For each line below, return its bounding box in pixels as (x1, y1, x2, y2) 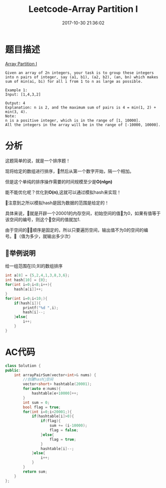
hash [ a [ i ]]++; (14, 287, 43, 292)
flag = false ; (49, 428, 79, 433)
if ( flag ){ (40, 419, 61, 424)
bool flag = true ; (23, 405, 61, 410)
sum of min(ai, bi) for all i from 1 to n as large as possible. (5, 79, 143, 84)
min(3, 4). (5, 109, 28, 114)
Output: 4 (5, 101, 26, 106)
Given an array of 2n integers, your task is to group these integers (5, 70, 154, 75)
